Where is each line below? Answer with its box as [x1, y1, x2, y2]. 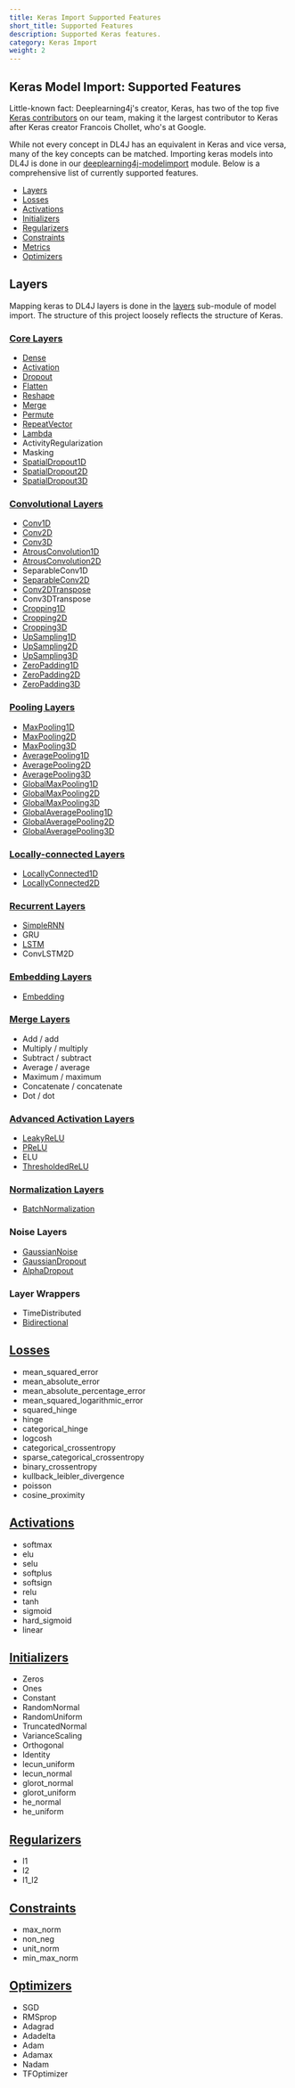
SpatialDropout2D [21, 466, 88, 477]
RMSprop [21, 2011, 58, 2022]
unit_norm [21, 1944, 60, 1954]
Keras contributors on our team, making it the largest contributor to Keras [9, 112, 279, 123]
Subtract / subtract [21, 1052, 92, 1063]
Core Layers [9, 332, 63, 344]
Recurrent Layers [9, 899, 86, 912]
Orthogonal [21, 1740, 64, 1751]
